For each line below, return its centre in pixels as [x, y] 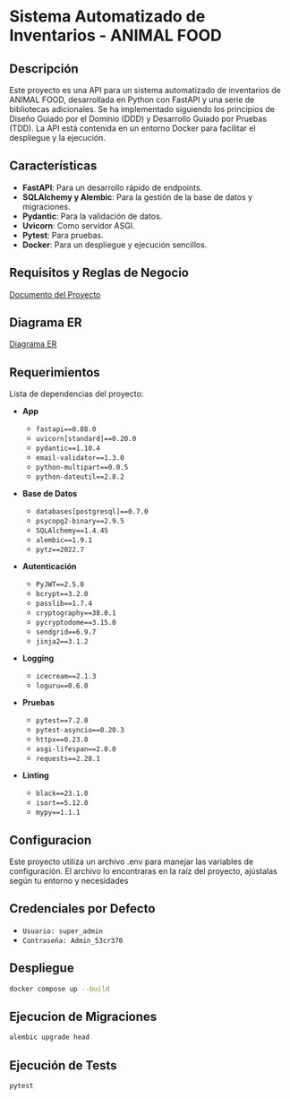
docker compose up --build [60, 989]
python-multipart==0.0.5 [82, 468]
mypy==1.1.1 [58, 813]
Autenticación [49, 567]
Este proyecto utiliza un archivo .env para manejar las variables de [131, 861]
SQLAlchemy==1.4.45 [72, 531]
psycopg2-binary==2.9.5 [80, 522]
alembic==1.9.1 [64, 541]
